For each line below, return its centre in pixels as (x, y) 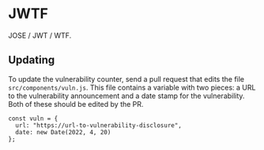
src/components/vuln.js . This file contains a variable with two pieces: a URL (132, 87)
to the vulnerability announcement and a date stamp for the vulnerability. (126, 96)
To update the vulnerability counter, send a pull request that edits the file (126, 79)
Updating (32, 60)
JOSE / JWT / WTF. (40, 35)
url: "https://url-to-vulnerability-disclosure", (98, 125)
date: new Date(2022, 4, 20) (63, 132)
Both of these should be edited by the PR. (76, 104)
